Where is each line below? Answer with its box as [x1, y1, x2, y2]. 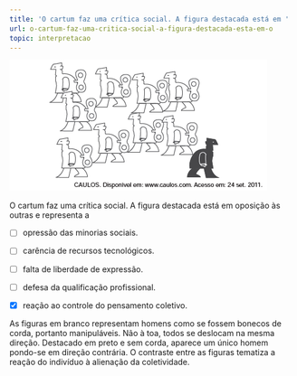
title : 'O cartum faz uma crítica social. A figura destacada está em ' [9, 14, 290, 23]
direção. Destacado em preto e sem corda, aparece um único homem [9, 337, 269, 348]
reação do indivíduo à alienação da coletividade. [9, 356, 190, 367]
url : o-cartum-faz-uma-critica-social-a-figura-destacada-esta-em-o [9, 23, 273, 33]
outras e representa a [9, 210, 90, 221]
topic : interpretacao [9, 33, 91, 42]
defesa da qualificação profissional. [22, 281, 157, 293]
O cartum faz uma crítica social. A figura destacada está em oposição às [9, 200, 281, 211]
